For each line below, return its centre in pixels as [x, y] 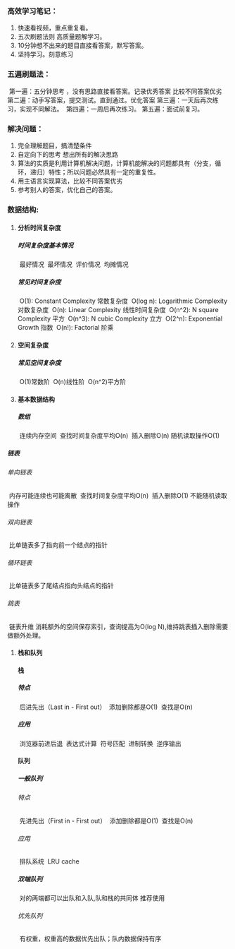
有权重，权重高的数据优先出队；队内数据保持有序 [90, 939]
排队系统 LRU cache [49, 861]
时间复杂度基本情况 [45, 245]
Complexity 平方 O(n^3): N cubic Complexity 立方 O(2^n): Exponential [120, 318]
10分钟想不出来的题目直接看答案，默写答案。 [82, 46]
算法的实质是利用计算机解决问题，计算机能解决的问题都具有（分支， [116, 163]
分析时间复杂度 [39, 228]
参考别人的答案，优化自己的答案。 [67, 189]
